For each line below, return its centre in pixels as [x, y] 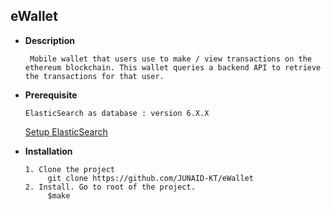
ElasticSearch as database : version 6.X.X [117, 113]
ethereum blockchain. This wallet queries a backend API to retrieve [173, 67]
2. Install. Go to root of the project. [110, 187]
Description [49, 40]
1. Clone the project [69, 169]
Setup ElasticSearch [66, 131]
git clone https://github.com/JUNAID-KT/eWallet [150, 178]
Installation [48, 151]
